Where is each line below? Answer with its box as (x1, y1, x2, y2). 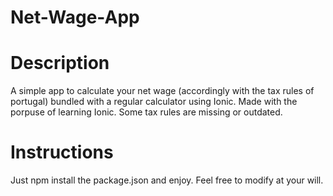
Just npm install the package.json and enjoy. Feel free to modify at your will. (10, 174, 324, 186)
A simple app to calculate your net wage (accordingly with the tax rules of (10, 85, 315, 97)
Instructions (10, 141, 114, 164)
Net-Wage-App (10, 6, 140, 29)
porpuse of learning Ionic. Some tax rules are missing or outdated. (10, 106, 283, 118)
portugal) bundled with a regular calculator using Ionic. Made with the (10, 96, 298, 108)
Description (10, 52, 110, 75)
